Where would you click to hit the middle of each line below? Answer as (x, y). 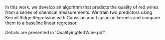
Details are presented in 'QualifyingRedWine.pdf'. (56, 32)
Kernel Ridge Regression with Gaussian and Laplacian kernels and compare (83, 18)
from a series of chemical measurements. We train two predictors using (79, 12)
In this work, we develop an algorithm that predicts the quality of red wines (82, 7)
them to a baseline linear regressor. (42, 23)
